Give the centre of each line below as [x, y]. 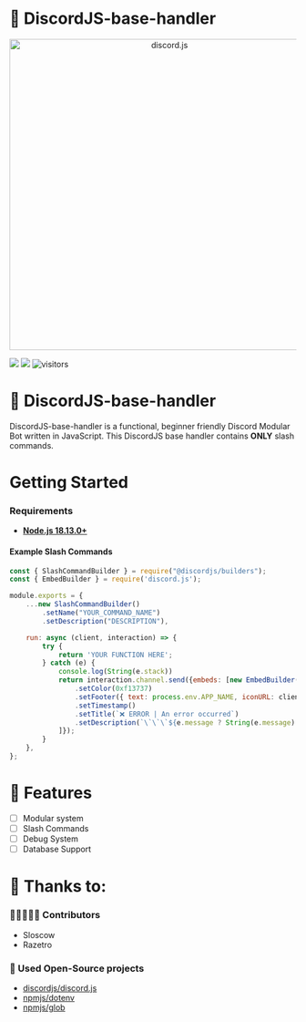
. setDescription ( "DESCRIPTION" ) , [106, 621]
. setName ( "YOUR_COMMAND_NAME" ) [102, 613]
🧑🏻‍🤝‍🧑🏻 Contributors [55, 915]
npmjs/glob [44, 1007]
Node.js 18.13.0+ [55, 531]
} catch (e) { [69, 663]
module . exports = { [46, 596]
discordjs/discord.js [60, 987]
